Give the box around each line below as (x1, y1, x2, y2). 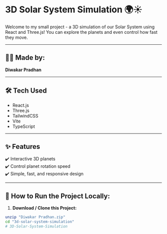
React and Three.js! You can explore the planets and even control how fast (5, 29, 158, 35)
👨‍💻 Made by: (5, 53, 45, 62)
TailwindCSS (12, 113, 39, 118)
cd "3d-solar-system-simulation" (5, 220, 75, 225)
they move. (5, 34, 28, 40)
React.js (12, 102, 29, 108)
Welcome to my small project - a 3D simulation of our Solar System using (5, 23, 155, 30)
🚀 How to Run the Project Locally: (5, 192, 110, 200)
